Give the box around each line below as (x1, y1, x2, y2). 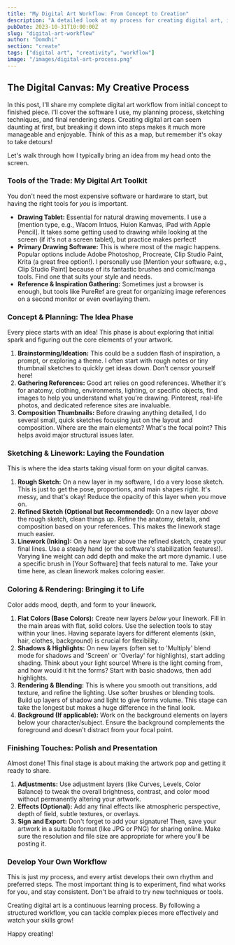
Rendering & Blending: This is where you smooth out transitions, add (17, 680, 218, 689)
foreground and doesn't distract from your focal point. (17, 725, 173, 734)
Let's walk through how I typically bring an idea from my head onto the (7, 151, 211, 160)
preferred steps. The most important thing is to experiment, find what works (7, 880, 226, 889)
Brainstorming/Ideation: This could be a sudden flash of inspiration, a (17, 349, 220, 358)
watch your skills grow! (7, 916, 74, 925)
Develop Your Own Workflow (7, 857, 107, 867)
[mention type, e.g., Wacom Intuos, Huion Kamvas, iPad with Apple (17, 220, 211, 228)
